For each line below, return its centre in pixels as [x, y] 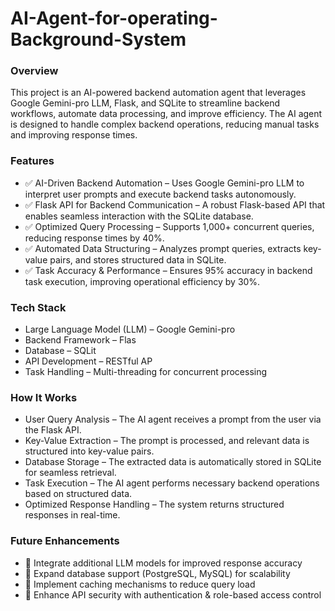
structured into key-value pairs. [89, 451]
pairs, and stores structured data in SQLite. [138, 259]
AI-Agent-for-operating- [114, 18]
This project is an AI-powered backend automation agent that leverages [158, 93]
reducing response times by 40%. [94, 238]
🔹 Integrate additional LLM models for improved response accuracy [163, 563]
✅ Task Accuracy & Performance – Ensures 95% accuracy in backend [168, 270]
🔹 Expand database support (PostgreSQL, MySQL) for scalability [157, 573]
